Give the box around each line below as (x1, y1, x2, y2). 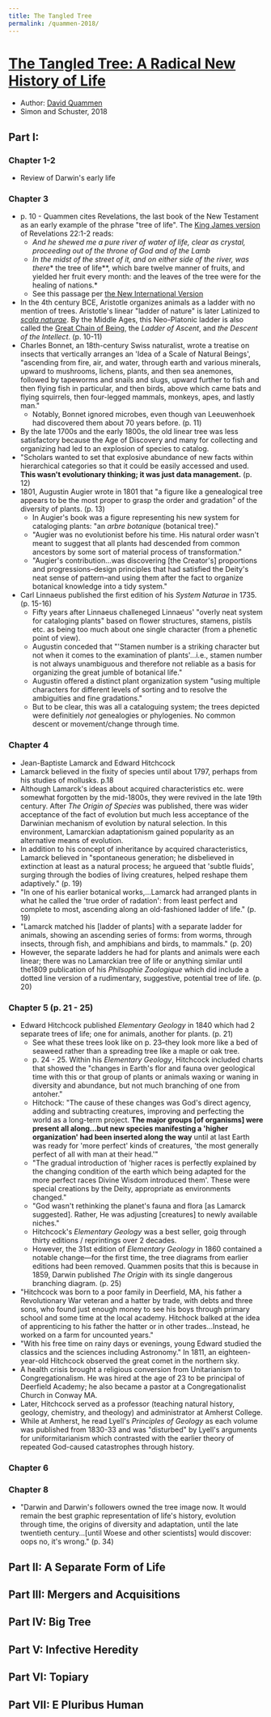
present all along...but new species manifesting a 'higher (32, 1123, 229, 1134)
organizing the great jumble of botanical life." (32, 667, 183, 677)
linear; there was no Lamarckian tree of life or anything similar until (19, 956, 243, 965)
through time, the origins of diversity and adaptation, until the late (19, 1519, 239, 1529)
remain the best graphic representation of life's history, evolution (19, 1511, 236, 1521)
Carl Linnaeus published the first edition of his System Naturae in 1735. (19, 590, 257, 600)
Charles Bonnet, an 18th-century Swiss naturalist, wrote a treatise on (19, 341, 250, 351)
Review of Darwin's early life (19, 173, 116, 183)
